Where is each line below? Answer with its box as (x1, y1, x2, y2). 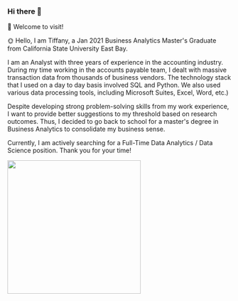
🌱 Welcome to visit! (7, 23, 64, 31)
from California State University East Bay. (7, 44, 128, 53)
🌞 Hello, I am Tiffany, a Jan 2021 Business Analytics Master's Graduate (7, 36, 217, 45)
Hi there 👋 (7, 6, 43, 16)
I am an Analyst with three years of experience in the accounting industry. (7, 58, 224, 67)
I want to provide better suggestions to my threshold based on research (7, 110, 217, 118)
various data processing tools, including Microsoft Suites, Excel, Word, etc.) (7, 88, 229, 97)
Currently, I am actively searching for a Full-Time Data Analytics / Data (7, 139, 213, 147)
